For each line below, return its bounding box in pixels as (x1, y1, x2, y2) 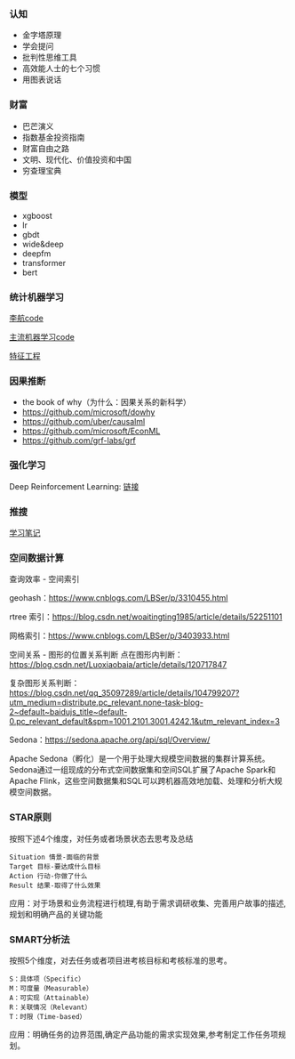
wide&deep (21, 238, 64, 249)
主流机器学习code (9, 332, 76, 343)
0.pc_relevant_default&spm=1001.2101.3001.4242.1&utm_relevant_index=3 (9, 716, 280, 727)
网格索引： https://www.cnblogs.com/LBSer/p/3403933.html (9, 630, 230, 642)
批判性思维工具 (21, 52, 77, 63)
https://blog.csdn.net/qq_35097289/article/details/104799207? (9, 688, 240, 699)
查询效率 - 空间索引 (9, 574, 80, 585)
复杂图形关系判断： (9, 678, 80, 689)
